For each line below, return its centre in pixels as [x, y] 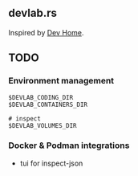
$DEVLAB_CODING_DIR [41, 97]
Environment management [61, 81]
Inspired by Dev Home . [46, 32]
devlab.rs [33, 13]
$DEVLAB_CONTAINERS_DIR [48, 104]
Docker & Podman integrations [69, 145]
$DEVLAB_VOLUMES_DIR [43, 125]
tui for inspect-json [51, 163]
